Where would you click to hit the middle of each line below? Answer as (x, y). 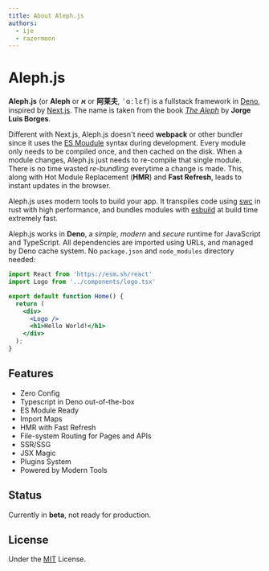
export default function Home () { (66, 296)
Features (31, 374)
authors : (23, 23)
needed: (22, 260)
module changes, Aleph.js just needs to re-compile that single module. (125, 160)
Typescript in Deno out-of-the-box (77, 401)
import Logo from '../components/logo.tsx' (82, 282)
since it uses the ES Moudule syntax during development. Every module (127, 143)
